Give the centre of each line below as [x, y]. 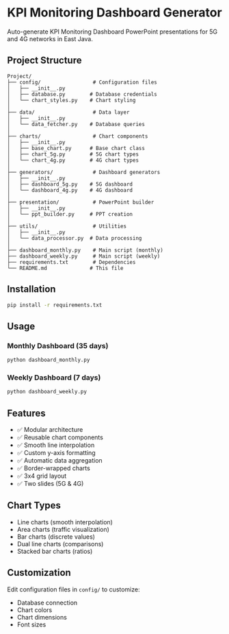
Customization [39, 573]
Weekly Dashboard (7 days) [54, 377]
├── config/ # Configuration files [82, 82]
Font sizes [31, 624]
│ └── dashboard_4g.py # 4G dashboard [70, 190]
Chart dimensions [42, 617]
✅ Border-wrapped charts [53, 468]
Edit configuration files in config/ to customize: [73, 589]
